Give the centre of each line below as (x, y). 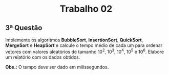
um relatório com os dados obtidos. (43, 57)
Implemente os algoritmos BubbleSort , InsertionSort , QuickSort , (74, 40)
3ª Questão (24, 28)
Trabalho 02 (86, 9)
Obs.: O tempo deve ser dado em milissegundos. (57, 67)
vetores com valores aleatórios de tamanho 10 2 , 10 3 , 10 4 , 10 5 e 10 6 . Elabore (85, 51)
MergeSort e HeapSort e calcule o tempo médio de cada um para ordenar (84, 45)
